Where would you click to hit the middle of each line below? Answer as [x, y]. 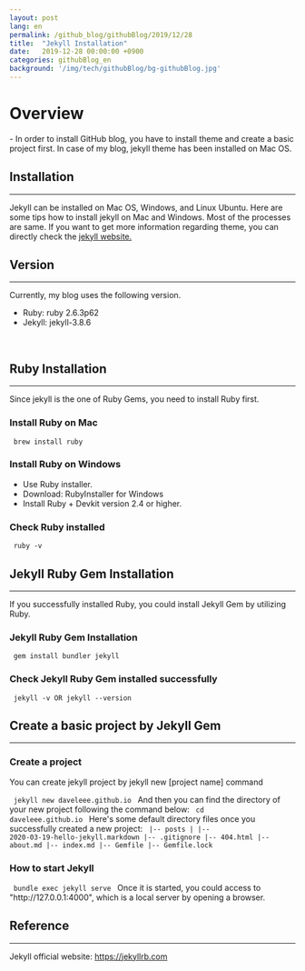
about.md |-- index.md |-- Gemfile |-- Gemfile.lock [111, 845]
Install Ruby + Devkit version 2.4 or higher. [102, 503]
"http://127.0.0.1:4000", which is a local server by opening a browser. [138, 897]
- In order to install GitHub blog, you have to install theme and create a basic [152, 138]
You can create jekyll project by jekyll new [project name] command [136, 782]
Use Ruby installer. [58, 484]
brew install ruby [48, 442]
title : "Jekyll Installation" [69, 43]
